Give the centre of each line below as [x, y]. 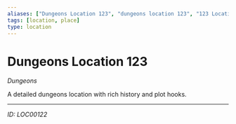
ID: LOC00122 [27, 115]
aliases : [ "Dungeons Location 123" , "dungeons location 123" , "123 [108, 14]
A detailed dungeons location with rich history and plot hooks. [97, 95]
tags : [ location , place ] [44, 20]
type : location [29, 27]
